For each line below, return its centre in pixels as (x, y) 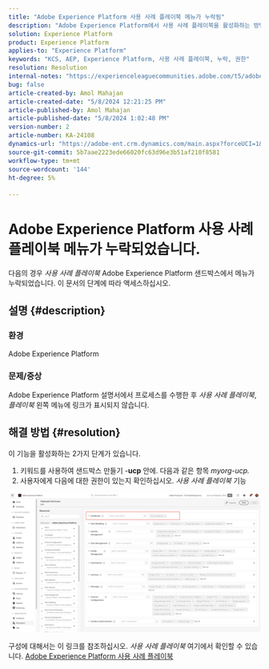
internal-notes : (35, 76)
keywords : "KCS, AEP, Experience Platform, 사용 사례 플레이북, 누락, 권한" (129, 59)
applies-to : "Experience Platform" (68, 51)
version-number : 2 (39, 127)
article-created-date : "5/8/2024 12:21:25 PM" (87, 101)
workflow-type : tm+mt (44, 160)
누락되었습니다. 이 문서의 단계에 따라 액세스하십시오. (89, 283)
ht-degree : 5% (32, 178)
